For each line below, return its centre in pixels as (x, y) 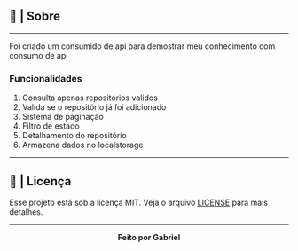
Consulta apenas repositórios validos (90, 98)
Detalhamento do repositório (74, 136)
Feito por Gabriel (149, 237)
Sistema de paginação (63, 117)
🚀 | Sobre (35, 16)
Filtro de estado (51, 126)
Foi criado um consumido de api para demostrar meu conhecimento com (142, 46)
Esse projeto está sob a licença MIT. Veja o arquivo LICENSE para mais (139, 202)
